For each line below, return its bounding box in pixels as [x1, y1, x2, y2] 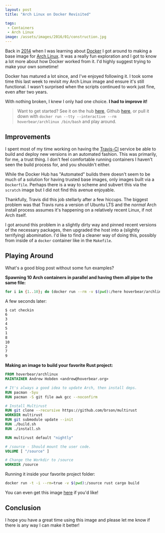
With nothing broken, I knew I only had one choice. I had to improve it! [5, 99, 148, 104]
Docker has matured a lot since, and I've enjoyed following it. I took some [5, 73, 153, 79]
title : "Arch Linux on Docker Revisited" [5, 12, 91, 17]
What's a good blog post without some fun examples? [5, 265, 114, 271]
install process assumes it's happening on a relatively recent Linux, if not [5, 207, 152, 213]
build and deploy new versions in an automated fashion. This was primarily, [5, 151, 157, 157]
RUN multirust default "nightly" [5, 435, 74, 440]
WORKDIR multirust [5, 413, 43, 418]
